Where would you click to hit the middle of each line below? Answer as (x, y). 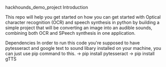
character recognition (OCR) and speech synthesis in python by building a (82, 22)
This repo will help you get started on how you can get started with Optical (83, 17)
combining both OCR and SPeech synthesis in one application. (70, 33)
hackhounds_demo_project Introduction (47, 7)
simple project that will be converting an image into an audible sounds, (79, 28)
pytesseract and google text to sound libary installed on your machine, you (83, 48)
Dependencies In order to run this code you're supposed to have (73, 43)
